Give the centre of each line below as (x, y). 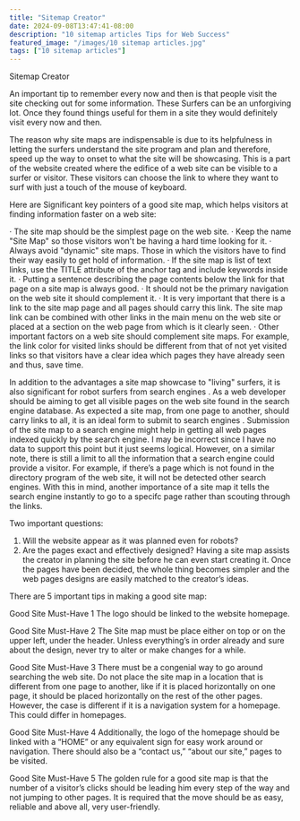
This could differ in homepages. (68, 715)
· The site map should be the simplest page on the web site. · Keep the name (150, 232)
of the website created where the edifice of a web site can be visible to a (143, 169)
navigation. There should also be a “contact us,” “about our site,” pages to (146, 752)
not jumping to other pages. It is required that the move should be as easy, (146, 798)
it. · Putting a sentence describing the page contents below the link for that (147, 280)
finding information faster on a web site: (83, 214)
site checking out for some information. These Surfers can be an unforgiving (150, 103)
